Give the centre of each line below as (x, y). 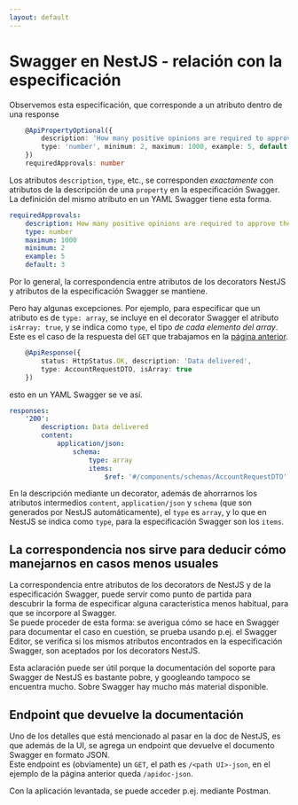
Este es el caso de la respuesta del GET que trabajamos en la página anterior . (149, 337)
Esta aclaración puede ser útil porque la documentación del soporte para (142, 668)
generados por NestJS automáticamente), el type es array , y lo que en (138, 512)
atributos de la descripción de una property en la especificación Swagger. (145, 189)
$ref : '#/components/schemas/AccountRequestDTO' (196, 477)
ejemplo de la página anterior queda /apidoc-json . (101, 774)
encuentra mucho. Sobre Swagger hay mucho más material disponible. (139, 687)
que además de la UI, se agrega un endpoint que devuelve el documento (142, 746)
